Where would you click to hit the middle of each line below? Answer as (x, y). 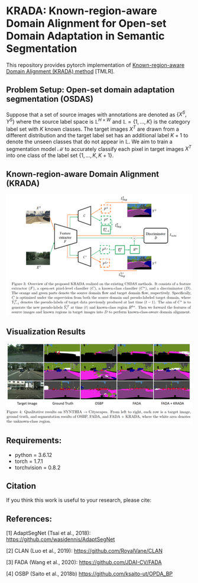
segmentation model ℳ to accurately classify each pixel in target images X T (99, 148)
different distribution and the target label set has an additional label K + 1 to (97, 135)
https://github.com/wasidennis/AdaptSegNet (61, 539)
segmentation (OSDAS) (50, 99)
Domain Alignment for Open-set (86, 23)
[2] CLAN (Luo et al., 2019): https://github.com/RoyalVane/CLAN (84, 551)
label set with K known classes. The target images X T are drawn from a (92, 128)
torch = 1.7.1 (29, 461)
